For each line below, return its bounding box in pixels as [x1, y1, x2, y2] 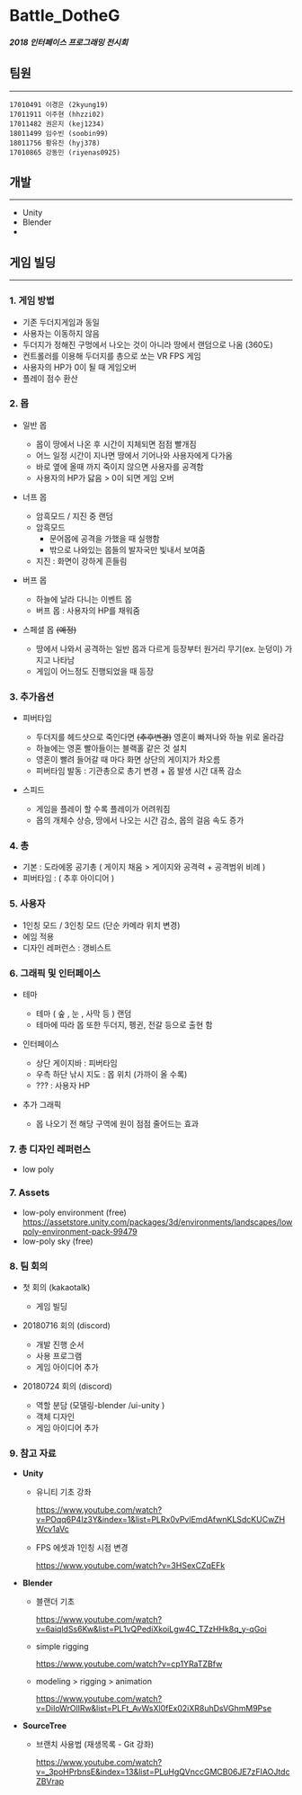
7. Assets [9, 1186, 50, 1199]
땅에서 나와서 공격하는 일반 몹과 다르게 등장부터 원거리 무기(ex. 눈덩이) [35, 643, 283, 654]
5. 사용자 [9, 897, 46, 910]
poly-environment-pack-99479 [22, 1226, 138, 1237]
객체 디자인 [35, 1411, 75, 1422]
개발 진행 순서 [35, 1339, 84, 1350]
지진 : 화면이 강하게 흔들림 [35, 555, 128, 567]
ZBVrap [35, 1776, 65, 1787]
